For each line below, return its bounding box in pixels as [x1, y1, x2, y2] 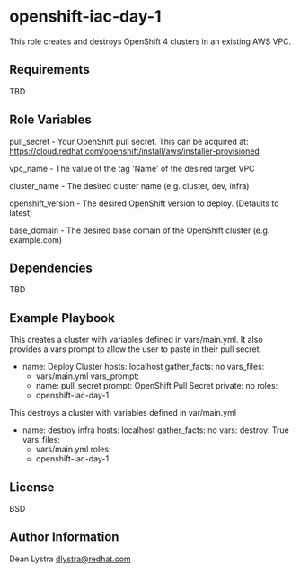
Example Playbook [9, 310, 115, 326]
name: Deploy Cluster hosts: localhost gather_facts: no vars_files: [22, 362, 265, 372]
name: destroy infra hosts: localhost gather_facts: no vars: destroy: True [22, 425, 289, 435]
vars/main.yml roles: [35, 443, 111, 455]
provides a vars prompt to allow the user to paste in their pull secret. [9, 344, 262, 354]
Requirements [9, 62, 90, 77]
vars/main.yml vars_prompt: [35, 371, 139, 381]
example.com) [9, 234, 63, 245]
